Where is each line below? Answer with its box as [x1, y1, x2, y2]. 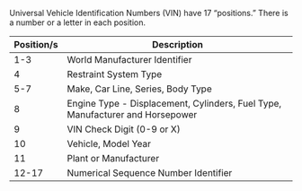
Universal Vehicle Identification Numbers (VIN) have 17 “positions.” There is [9, 8, 289, 18]
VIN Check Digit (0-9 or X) [67, 123, 182, 135]
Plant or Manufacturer [67, 152, 160, 164]
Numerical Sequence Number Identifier [67, 167, 233, 178]
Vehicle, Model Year [67, 138, 151, 150]
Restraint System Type [67, 68, 163, 80]
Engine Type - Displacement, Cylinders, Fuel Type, [67, 98, 282, 109]
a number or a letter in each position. [9, 17, 147, 28]
